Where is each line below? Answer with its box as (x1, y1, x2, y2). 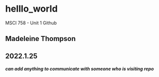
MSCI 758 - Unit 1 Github (5, 20, 57, 26)
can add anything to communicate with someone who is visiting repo (5, 66, 154, 72)
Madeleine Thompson (5, 34, 76, 43)
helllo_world (5, 3, 58, 15)
